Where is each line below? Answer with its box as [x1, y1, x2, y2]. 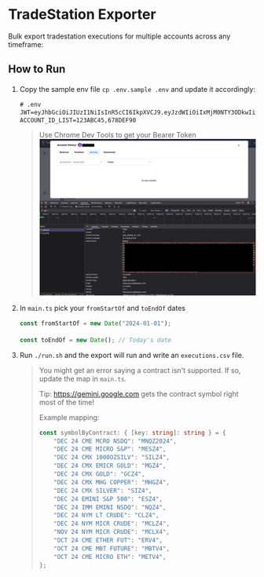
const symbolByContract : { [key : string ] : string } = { [38, 429, 226, 436]
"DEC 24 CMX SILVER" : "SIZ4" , [53, 487, 152, 495]
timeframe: [8, 39, 44, 49]
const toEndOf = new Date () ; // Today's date [19, 336, 171, 344]
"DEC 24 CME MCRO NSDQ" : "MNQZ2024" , [53, 437, 177, 445]
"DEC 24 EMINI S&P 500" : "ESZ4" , [53, 495, 163, 503]
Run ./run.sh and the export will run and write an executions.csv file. [19, 350, 244, 360]
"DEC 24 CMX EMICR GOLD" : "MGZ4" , [53, 462, 167, 470]
